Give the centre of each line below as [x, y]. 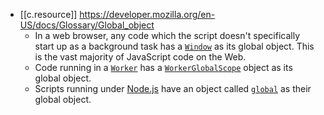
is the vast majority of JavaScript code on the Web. [140, 57]
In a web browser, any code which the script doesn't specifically [167, 35]
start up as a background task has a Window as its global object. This [174, 46]
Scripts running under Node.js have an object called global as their [173, 88]
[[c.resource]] [48, 14]
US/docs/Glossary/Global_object [87, 25]
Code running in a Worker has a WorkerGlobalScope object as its [163, 67]
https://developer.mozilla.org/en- [147, 14]
